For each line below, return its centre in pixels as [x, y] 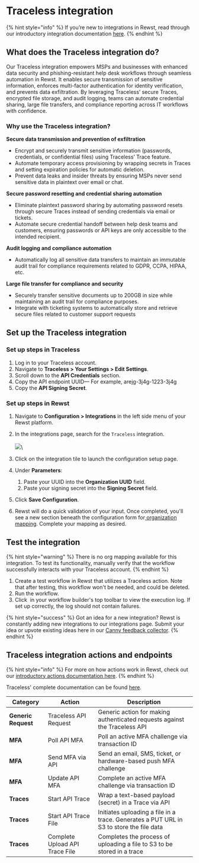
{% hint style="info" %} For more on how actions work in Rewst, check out [97, 670]
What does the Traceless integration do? [83, 53]
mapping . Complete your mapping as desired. [70, 524]
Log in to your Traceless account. [55, 363]
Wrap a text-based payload [136, 795]
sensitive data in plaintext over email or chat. [69, 182]
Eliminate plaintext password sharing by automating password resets [99, 205]
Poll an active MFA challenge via [142, 736]
